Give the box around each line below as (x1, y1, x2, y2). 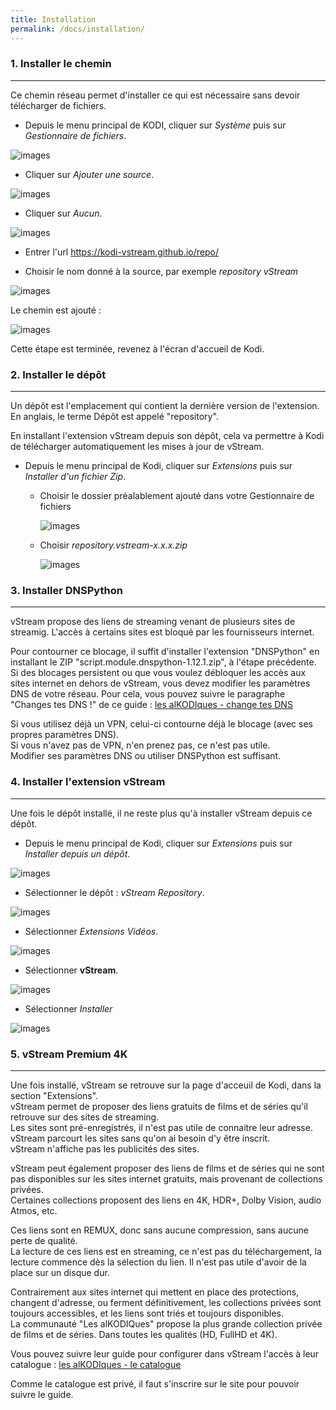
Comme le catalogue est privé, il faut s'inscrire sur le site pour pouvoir (10, 1377, 300, 1390)
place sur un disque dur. (10, 1266, 110, 1278)
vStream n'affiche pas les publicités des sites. (10, 1142, 200, 1155)
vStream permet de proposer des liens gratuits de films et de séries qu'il (10, 1100, 308, 1112)
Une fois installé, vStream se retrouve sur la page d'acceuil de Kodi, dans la (10, 1079, 322, 1091)
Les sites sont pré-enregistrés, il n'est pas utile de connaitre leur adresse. (10, 1121, 313, 1133)
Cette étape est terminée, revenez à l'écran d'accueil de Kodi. (10, 342, 265, 355)
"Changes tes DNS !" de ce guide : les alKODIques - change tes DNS (10, 699, 293, 711)
